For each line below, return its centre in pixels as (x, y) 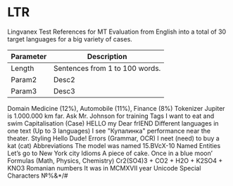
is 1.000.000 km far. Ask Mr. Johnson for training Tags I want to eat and (111, 116)
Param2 (24, 79)
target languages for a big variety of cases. (70, 39)
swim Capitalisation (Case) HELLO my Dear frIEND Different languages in (113, 123)
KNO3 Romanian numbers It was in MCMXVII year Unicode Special (104, 168)
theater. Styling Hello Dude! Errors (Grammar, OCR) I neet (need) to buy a (113, 138)
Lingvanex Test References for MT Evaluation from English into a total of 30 (117, 32)
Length (23, 68)
